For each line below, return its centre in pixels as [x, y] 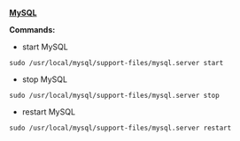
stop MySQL [45, 79]
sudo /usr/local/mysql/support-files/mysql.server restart [120, 128]
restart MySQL [49, 112]
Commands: [32, 30]
